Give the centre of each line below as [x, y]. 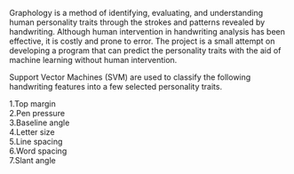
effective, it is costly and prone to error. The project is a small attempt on [142, 41]
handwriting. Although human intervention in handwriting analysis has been [147, 32]
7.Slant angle [32, 160]
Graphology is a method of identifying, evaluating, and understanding [136, 13]
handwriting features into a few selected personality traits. [116, 87]
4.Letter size [32, 132]
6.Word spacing [38, 151]
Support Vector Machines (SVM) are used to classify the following [130, 77]
